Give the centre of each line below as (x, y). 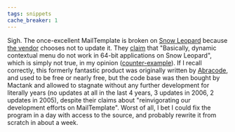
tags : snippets (29, 14)
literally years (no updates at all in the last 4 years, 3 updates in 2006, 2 (110, 93)
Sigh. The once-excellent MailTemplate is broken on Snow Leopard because (117, 40)
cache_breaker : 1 (33, 20)
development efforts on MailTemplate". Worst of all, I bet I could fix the (109, 107)
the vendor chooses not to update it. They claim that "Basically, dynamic (112, 48)
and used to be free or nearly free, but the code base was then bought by (114, 77)
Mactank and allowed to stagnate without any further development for (108, 85)
